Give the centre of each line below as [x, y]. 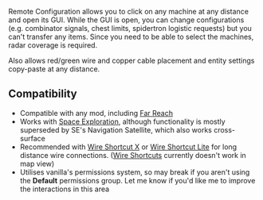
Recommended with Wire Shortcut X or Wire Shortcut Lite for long [128, 147]
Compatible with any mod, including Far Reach [96, 113]
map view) [37, 163]
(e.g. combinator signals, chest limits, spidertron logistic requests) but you [130, 28]
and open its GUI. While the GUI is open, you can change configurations [126, 20]
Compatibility [43, 94]
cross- [225, 129]
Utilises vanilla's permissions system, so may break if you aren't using [135, 172]
